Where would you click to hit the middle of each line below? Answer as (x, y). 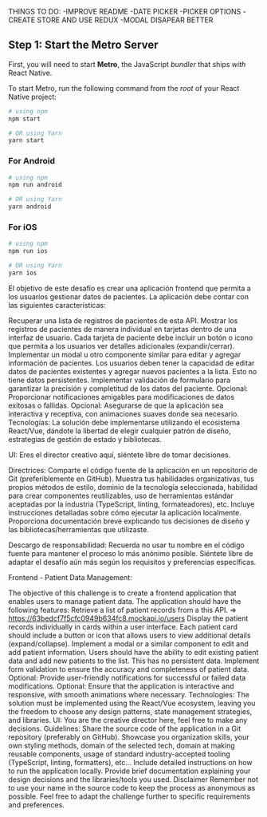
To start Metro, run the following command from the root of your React (124, 88)
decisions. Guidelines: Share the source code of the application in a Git (125, 728)
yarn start (26, 140)
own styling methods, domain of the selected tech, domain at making (122, 745)
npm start (25, 119)
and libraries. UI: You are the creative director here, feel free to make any (128, 720)
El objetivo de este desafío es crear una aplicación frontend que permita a (130, 288)
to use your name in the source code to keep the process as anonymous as (132, 787)
